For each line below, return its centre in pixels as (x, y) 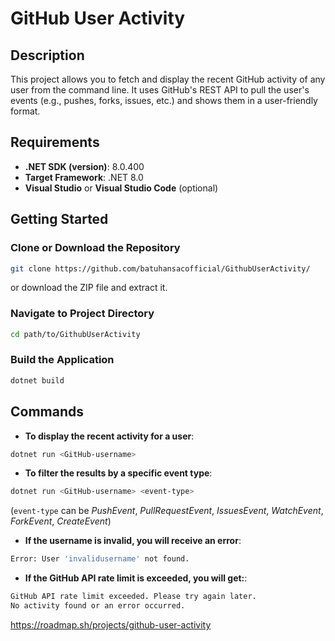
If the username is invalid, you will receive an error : (133, 541)
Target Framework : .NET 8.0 (84, 177)
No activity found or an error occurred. (98, 606)
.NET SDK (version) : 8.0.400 (84, 166)
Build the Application (62, 360)
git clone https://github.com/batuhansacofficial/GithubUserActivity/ (160, 268)
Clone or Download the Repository (95, 248)
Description (47, 55)
